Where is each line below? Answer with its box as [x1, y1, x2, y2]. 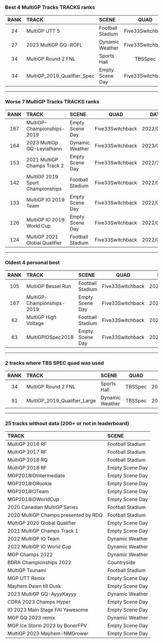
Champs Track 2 [26, 162, 64, 169]
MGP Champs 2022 [7, 551, 53, 558]
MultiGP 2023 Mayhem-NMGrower [7, 630, 89, 637]
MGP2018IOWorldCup [7, 496, 60, 503]
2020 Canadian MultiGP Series [7, 504, 79, 511]
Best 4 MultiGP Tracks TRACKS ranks [5, 4, 96, 11]
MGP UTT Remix [7, 575, 45, 582]
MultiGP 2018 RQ [7, 457, 48, 463]
